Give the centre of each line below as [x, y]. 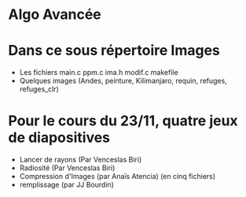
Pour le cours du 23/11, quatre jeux [123, 121]
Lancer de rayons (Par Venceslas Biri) [81, 160]
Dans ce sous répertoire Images [114, 51]
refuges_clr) [39, 89]
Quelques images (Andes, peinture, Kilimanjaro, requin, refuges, [123, 81]
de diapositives [59, 138]
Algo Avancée [55, 15]
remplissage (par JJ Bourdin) [66, 185]
